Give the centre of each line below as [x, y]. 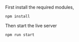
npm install [17, 16]
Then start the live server [31, 25]
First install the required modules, [39, 7]
